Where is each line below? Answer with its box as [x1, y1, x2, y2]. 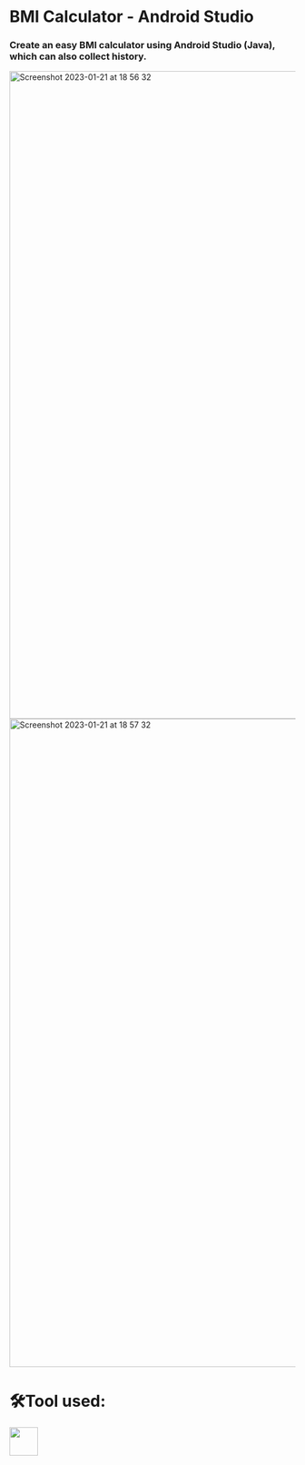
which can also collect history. [9, 50, 147, 63]
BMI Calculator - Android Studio [9, 6, 254, 27]
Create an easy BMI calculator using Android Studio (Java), [9, 39, 276, 52]
